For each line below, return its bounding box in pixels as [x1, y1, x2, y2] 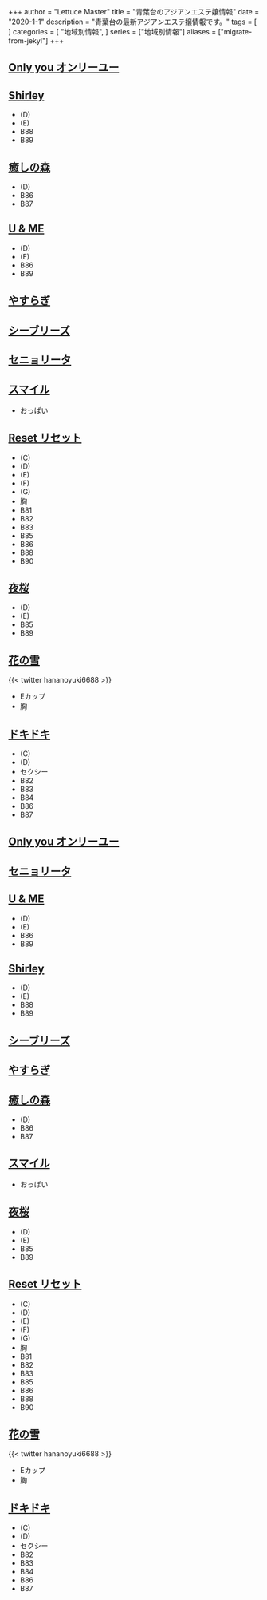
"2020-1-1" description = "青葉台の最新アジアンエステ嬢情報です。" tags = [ [8, 17, 257, 26]
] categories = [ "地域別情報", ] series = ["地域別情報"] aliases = [8, 27, 217, 36]
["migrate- [218, 27, 253, 36]
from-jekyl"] [8, 36, 49, 46]
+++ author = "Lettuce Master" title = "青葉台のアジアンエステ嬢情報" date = [8, 7, 260, 16]
